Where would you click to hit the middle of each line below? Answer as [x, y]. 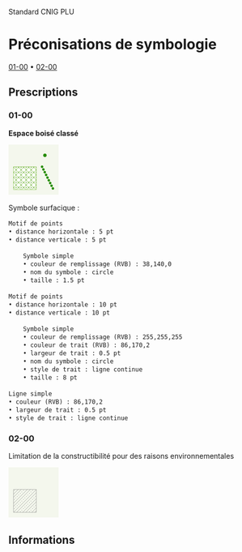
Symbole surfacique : [44, 208]
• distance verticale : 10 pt [59, 312]
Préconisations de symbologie [113, 45]
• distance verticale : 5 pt [57, 240]
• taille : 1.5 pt [54, 280]
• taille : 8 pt [51, 377]
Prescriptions [43, 92]
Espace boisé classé [44, 133]
